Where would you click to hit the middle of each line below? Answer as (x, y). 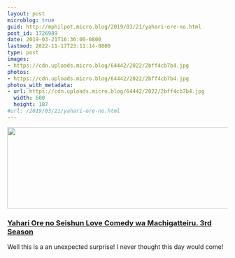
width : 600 (29, 98)
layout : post (26, 14)
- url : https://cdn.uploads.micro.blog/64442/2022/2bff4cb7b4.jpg (106, 91)
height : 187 (31, 105)
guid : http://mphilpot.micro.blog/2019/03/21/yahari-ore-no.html (104, 26)
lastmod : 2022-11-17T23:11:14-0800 (59, 46)
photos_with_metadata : (40, 85)
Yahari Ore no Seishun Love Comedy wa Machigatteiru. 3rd (109, 222)
